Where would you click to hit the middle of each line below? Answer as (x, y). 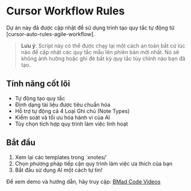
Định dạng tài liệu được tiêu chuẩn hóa (62, 105)
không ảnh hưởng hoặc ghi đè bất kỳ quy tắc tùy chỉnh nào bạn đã (103, 58)
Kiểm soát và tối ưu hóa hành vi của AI (62, 117)
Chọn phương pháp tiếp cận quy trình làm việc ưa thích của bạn (94, 163)
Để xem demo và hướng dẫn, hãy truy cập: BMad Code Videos (83, 181)
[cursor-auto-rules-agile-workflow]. (50, 34)
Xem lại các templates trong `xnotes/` (61, 157)
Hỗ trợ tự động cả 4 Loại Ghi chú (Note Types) (72, 111)
